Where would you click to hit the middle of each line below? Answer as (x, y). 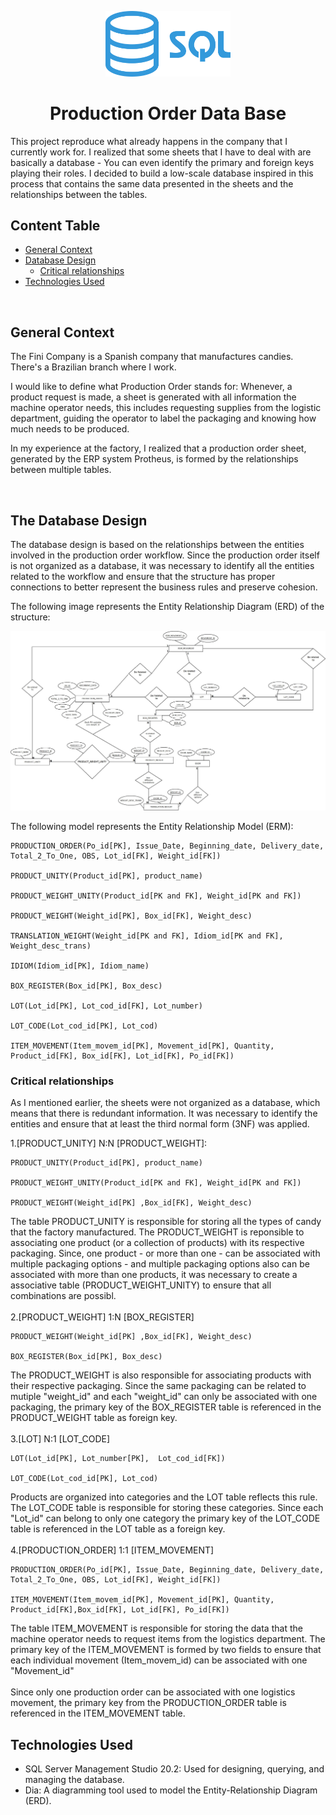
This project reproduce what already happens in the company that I (149, 141)
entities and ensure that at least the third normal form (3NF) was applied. (160, 1124)
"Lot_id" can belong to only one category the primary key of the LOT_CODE (165, 1518)
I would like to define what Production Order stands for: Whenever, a (151, 387)
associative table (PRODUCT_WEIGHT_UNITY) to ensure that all (141, 1285)
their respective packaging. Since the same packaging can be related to (158, 1386)
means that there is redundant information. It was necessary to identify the (164, 1113)
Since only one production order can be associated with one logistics (153, 1692)
